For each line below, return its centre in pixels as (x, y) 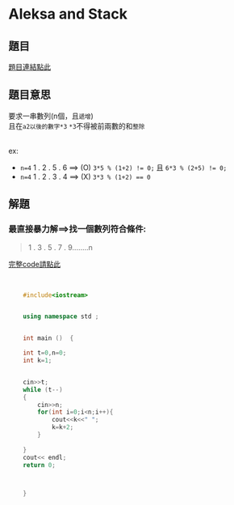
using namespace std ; (61, 316)
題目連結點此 (29, 67)
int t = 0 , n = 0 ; (45, 353)
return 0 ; (40, 465)
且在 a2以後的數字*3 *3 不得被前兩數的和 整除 (77, 125)
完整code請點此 (35, 264)
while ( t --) (43, 389)
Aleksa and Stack (68, 14)
